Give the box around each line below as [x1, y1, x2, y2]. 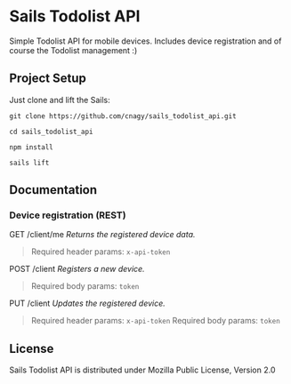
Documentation [9, 182, 98, 197]
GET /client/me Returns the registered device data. [9, 229, 196, 240]
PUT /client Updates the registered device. [9, 298, 166, 308]
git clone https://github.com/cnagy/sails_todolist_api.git [9, 111, 238, 121]
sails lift [9, 158, 50, 167]
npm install [9, 142, 53, 152]
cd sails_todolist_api [9, 127, 93, 136]
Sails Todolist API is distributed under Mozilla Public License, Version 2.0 [9, 364, 276, 375]
